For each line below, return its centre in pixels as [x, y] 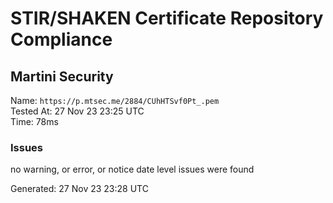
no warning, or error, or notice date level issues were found [132, 169]
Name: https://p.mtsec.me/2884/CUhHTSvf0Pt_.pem [115, 100]
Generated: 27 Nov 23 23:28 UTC [79, 189]
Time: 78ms [34, 121]
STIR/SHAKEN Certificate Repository [167, 18]
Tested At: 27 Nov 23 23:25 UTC [77, 111]
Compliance [61, 39]
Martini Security [62, 76]
